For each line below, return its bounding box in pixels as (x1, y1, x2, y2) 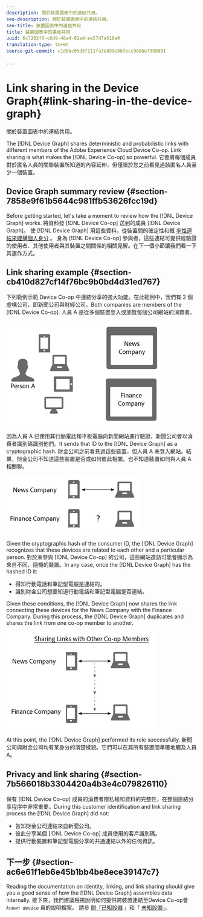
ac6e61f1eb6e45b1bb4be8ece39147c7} (6, 867, 160, 877)
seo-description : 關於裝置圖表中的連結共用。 (6, 16, 111, 22)
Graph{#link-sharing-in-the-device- (6, 94, 192, 108)
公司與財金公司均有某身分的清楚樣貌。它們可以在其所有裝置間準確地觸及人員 (6, 744, 197, 751)
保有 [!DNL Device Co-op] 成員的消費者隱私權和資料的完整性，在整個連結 (6, 795, 188, 803)
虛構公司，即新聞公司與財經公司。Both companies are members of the (6, 301, 182, 308)
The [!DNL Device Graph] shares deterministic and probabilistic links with (6, 140, 189, 147)
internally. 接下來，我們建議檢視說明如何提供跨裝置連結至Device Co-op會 (6, 896, 188, 904)
